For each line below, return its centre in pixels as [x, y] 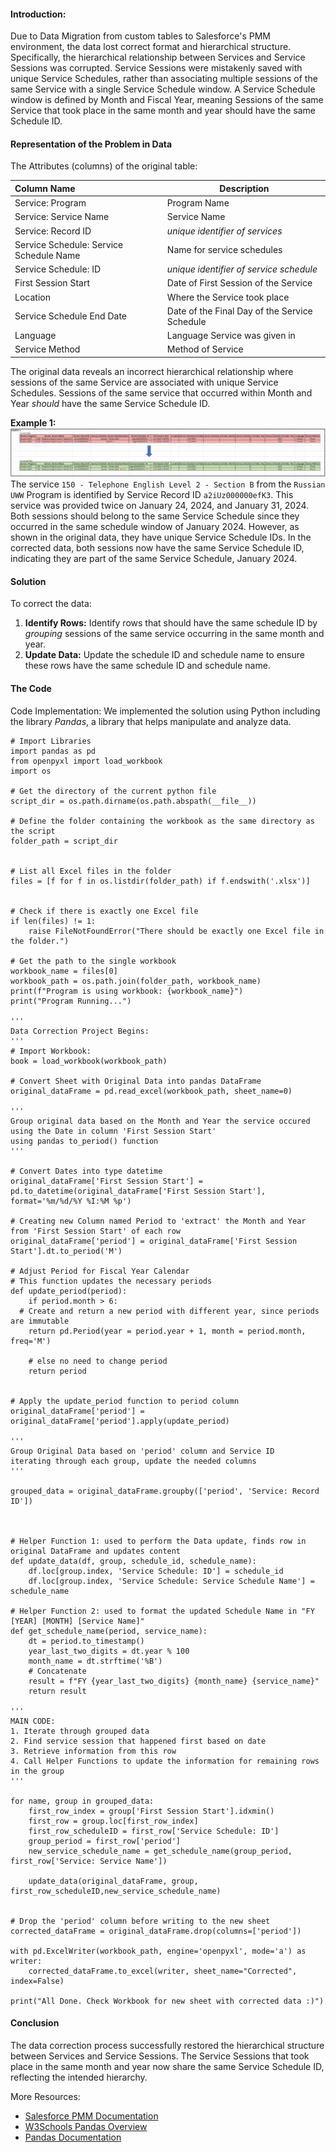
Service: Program [50, 203]
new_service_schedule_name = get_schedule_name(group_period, [160, 1851]
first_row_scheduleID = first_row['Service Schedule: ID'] [154, 1831]
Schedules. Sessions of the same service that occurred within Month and [161, 392]
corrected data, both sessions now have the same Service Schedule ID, [157, 548]
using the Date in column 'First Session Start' [113, 1131]
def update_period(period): [69, 1291]
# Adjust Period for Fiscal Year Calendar [100, 1271]
